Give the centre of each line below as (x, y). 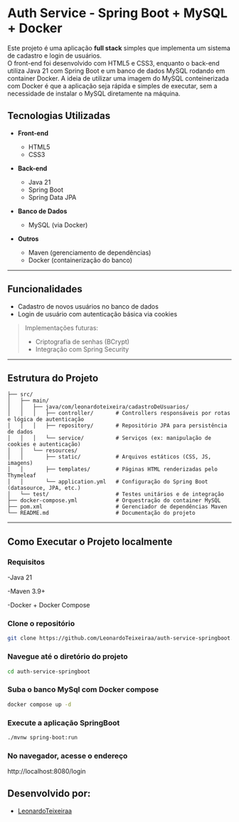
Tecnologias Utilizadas (59, 116)
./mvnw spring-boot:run (43, 737)
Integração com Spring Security (82, 349)
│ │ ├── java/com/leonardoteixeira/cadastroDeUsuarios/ (99, 407)
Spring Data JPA (52, 197)
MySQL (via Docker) (58, 225)
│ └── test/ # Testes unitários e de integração (116, 494)
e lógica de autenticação (46, 420)
